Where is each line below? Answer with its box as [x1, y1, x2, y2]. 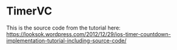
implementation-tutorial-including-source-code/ [6, 37, 127, 44]
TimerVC [6, 4, 53, 18]
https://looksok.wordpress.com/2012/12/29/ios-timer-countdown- [6, 30, 172, 37]
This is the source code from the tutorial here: [6, 24, 121, 31]
